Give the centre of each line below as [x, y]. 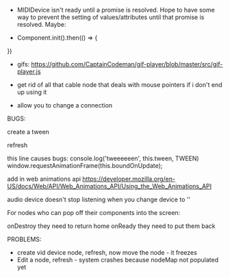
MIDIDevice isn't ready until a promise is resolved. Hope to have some [116, 10]
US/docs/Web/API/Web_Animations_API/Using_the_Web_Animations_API [110, 186]
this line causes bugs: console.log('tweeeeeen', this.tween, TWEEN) [103, 158]
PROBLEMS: [24, 239]
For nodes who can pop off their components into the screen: [94, 213]
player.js [29, 72]
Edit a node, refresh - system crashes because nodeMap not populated [118, 260]
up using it [32, 92]
